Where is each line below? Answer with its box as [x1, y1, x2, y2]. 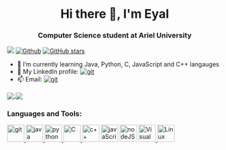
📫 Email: [16, 75, 43, 84]
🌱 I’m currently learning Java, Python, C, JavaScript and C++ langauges [16, 60, 220, 68]
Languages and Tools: [7, 109, 82, 118]
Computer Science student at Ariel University [37, 31, 193, 40]
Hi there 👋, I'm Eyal [60, 6, 169, 22]
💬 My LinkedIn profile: [16, 68, 79, 76]
